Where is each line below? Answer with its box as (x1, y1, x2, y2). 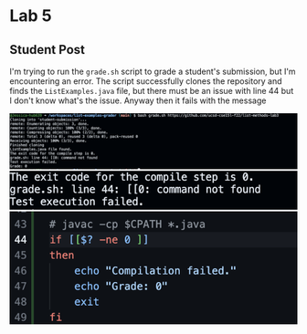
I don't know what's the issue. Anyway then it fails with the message (9, 95, 267, 106)
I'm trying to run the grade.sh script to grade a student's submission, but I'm (9, 66, 296, 77)
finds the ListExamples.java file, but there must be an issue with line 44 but (9, 86, 294, 96)
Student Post (9, 42, 85, 57)
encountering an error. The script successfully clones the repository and (9, 76, 282, 87)
